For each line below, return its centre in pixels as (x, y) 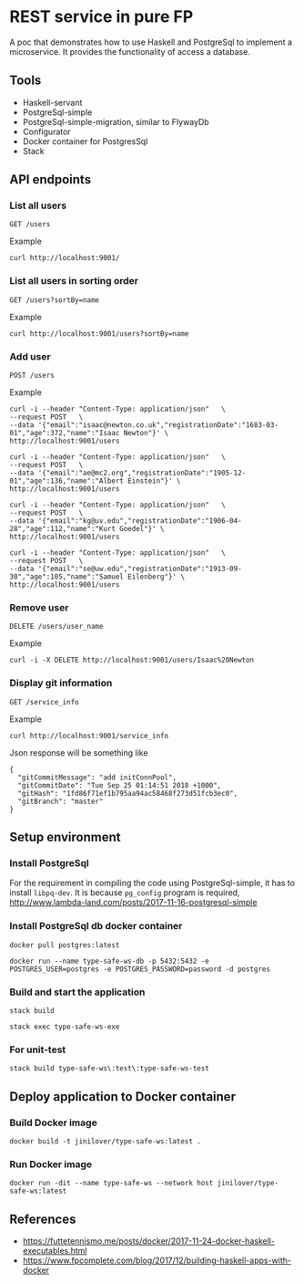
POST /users (32, 376)
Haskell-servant (52, 102)
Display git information (61, 684)
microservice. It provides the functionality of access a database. (130, 51)
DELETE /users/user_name (56, 627)
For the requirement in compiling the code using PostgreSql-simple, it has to (152, 883)
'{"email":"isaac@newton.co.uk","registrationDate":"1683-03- (158, 425)
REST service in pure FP (101, 17)
